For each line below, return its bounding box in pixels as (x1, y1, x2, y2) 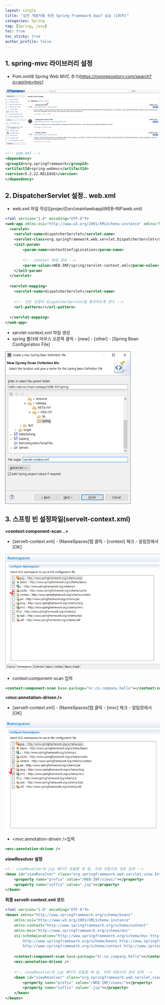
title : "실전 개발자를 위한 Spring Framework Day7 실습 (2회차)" (5, 13, 129, 18)
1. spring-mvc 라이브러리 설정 (5, 59, 93, 68)
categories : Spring (5, 18, 45, 23)
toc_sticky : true (5, 34, 41, 39)
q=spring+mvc (12, 79, 43, 85)
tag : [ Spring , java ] (5, 24, 48, 29)
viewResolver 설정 (5, 856, 43, 862)
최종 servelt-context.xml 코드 (5, 897, 65, 903)
